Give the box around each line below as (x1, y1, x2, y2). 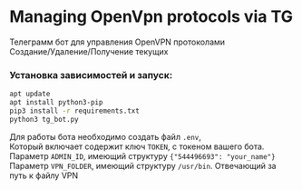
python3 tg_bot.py (9, 115, 79, 124)
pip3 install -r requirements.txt (9, 106, 141, 115)
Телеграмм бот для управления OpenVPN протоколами (9, 36, 225, 47)
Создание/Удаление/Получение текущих (9, 45, 169, 56)
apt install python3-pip (9, 98, 103, 107)
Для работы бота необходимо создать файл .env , (9, 131, 202, 142)
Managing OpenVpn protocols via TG (9, 6, 293, 27)
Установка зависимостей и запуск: (9, 68, 173, 81)
